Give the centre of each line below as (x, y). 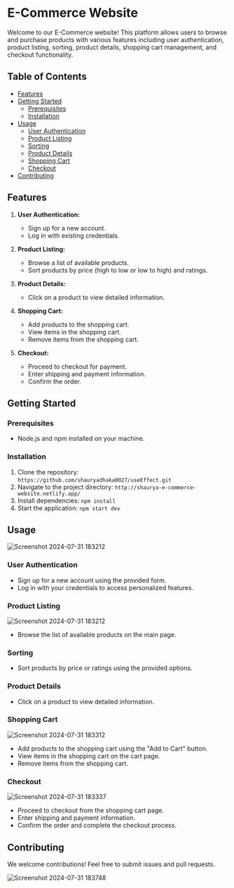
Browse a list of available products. (78, 262)
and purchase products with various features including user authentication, (116, 39)
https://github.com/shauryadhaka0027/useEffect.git (94, 480)
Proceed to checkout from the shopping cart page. (91, 810)
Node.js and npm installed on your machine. (81, 439)
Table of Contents (47, 77)
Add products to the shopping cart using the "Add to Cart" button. (112, 749)
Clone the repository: (48, 472)
